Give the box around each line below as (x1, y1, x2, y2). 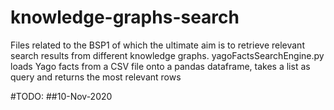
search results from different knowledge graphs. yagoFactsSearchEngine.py (10, 49, 325, 61)
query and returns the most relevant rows (10, 71, 182, 83)
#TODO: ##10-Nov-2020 (10, 90, 113, 102)
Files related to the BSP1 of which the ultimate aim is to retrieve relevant (10, 39, 305, 51)
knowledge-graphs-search (10, 6, 240, 29)
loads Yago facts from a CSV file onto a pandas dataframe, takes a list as (10, 60, 311, 72)
